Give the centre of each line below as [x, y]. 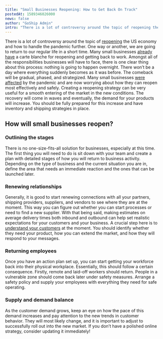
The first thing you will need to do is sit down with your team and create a [78, 153]
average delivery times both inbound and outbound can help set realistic [77, 218]
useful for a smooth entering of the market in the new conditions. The [74, 93]
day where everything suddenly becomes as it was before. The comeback [79, 72]
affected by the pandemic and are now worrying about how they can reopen [81, 83]
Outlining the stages [30, 137]
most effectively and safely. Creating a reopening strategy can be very [75, 88]
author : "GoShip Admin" [29, 23]
